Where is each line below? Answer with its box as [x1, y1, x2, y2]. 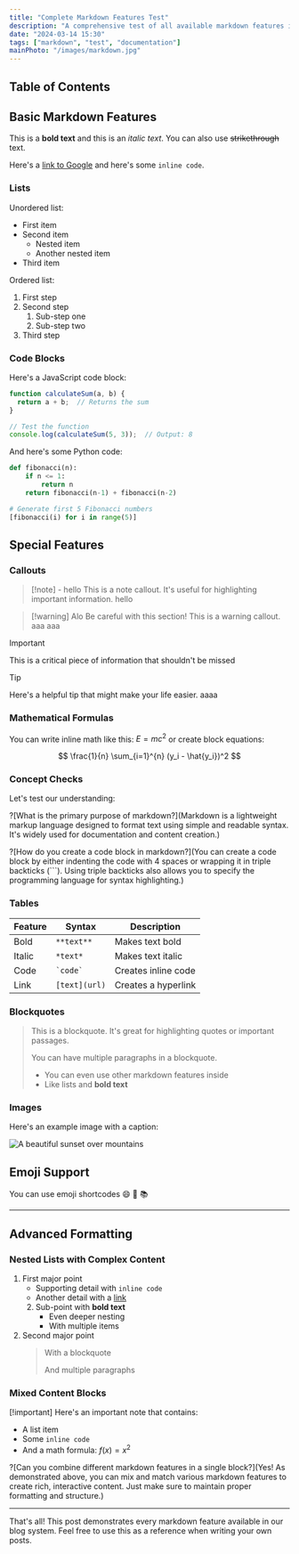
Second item [21, 229, 69, 240]
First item [21, 219, 57, 230]
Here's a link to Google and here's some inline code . [9, 159, 205, 170]
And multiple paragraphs [44, 1364, 135, 1375]
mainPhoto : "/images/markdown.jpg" [9, 46, 141, 55]
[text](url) [55, 980, 107, 989]
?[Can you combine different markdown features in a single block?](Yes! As [9, 1461, 286, 1472]
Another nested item [35, 248, 111, 258]
